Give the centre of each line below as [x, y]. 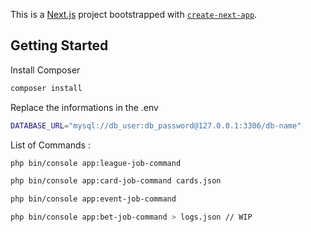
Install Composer [45, 70]
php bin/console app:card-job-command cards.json [116, 181]
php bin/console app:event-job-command [93, 199]
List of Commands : [50, 145]
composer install [46, 88]
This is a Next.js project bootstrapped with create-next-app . [134, 14]
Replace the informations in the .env [84, 107]
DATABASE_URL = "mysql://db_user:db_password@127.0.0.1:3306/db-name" [156, 125]
